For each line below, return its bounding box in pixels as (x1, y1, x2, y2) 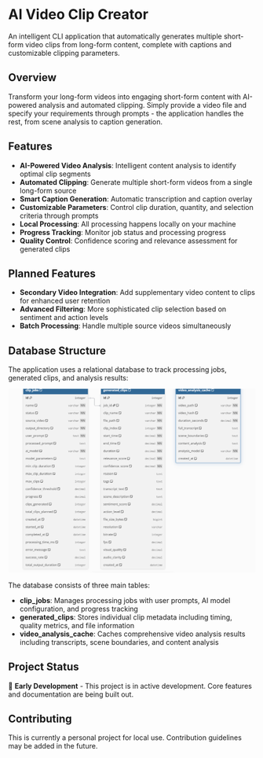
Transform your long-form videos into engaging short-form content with (8, 92, 242, 101)
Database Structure (8, 344, 106, 357)
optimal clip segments (19, 169, 92, 178)
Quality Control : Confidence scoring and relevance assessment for (19, 236, 238, 245)
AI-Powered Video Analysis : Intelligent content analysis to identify (19, 160, 237, 170)
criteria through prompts (19, 211, 99, 220)
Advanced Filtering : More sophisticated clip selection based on (19, 304, 227, 314)
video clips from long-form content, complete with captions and (24, 39, 232, 49)
